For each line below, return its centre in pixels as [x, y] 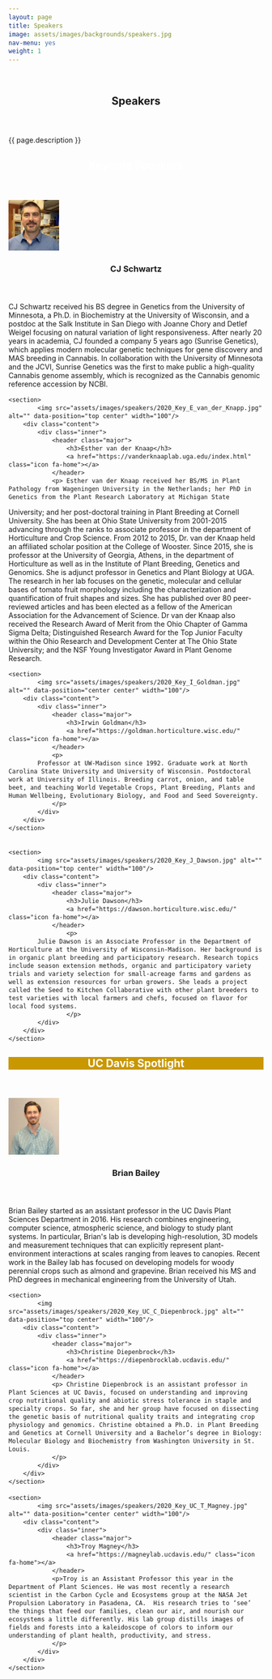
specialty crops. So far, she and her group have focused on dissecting [134, 1408]
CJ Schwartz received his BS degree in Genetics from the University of [127, 306]
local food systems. [43, 1006]
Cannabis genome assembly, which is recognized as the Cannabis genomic [134, 375]
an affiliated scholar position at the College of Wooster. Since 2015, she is [131, 546]
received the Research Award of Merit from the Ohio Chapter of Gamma [128, 624]
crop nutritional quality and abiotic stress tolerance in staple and [130, 1400]
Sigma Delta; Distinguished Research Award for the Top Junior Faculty [125, 633]
